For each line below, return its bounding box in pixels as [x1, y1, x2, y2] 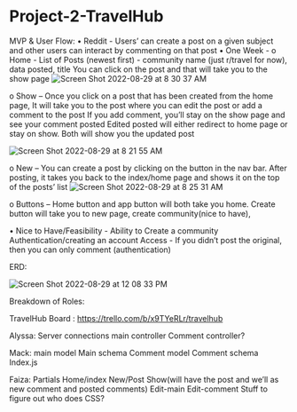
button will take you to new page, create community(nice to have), [9, 208, 251, 218]
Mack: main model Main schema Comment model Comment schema [9, 347, 259, 358]
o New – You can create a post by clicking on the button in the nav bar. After [9, 162, 288, 173]
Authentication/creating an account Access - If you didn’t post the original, [9, 234, 282, 245]
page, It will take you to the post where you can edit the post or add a [9, 99, 263, 110]
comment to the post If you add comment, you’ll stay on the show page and [9, 109, 285, 120]
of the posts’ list [9, 181, 68, 192]
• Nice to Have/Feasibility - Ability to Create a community [9, 225, 219, 236]
